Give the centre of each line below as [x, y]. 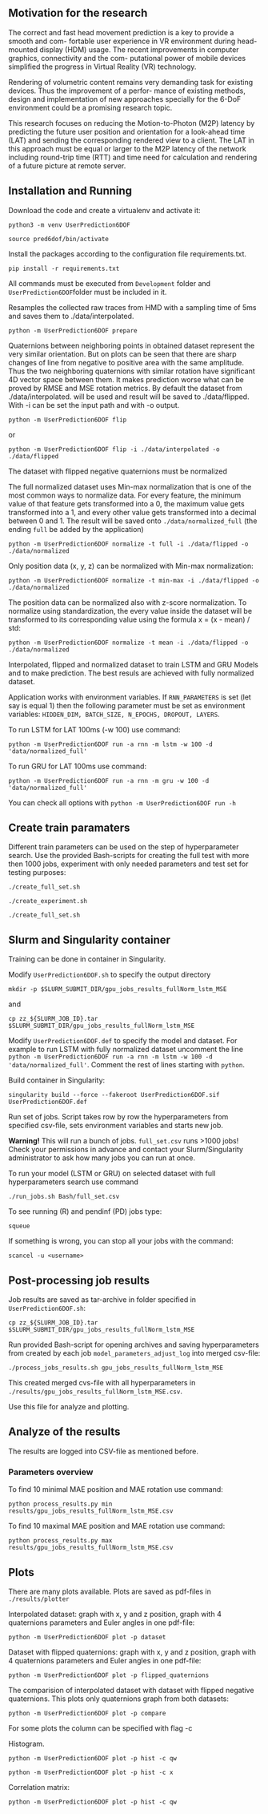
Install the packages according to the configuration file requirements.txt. [127, 254]
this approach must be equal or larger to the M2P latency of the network [127, 148]
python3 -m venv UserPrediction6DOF [69, 225]
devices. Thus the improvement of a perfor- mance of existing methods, [127, 91]
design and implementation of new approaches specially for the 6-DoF [125, 99]
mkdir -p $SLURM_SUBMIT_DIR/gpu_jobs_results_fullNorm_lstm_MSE [118, 990]
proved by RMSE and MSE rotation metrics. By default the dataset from [125, 388]
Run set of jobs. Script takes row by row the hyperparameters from [118, 1117]
